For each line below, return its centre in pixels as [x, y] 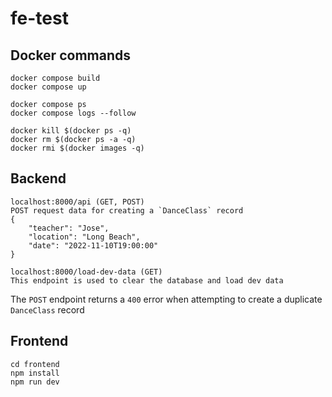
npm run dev [35, 382]
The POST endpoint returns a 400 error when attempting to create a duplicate [166, 299]
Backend [38, 178]
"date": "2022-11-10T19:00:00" [93, 245]
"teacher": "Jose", [69, 228]
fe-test [39, 18]
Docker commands [70, 55]
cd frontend [35, 364]
